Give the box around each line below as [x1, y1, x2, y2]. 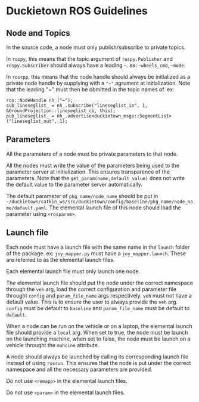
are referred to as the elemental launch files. [6, 256, 115, 263]
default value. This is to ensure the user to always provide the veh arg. [6, 298, 178, 305]
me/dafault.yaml [6, 205, 46, 211]
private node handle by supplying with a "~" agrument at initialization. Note [6, 79, 191, 86]
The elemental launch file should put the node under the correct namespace [6, 279, 194, 286]
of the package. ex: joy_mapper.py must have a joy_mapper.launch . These [6, 249, 186, 257]
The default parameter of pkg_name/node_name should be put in [6, 192, 158, 199]
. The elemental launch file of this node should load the [46, 204, 182, 211]
